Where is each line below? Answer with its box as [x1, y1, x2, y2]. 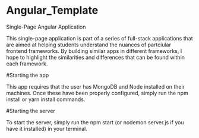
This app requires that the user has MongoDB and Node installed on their [6, 83, 185, 90]
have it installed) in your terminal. [6, 125, 88, 132]
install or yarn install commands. [6, 96, 86, 103]
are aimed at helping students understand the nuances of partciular [6, 41, 171, 48]
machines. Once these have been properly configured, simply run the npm [6, 89, 188, 96]
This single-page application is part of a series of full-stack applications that [6, 34, 193, 42]
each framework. [6, 60, 48, 67]
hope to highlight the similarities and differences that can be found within [6, 54, 185, 61]
